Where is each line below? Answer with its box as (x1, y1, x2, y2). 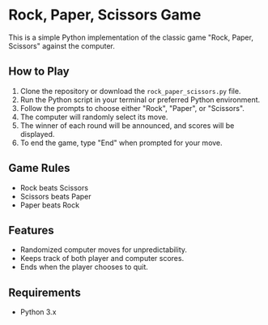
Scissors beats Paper (19, 191, 91, 201)
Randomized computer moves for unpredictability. (19, 245, 188, 254)
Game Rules (8, 161, 70, 175)
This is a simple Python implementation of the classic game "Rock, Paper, (8, 32, 253, 42)
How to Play (8, 65, 70, 79)
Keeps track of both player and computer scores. (19, 254, 185, 263)
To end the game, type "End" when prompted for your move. (19, 138, 223, 148)
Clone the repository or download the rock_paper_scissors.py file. (19, 86, 241, 96)
